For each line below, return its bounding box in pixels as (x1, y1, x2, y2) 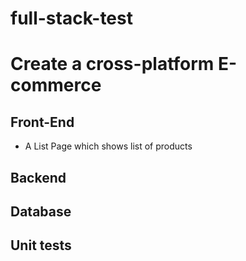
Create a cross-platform (10, 53, 215, 76)
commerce (10, 74, 102, 97)
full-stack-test (10, 7, 133, 30)
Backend (10, 169, 67, 186)
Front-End (10, 113, 75, 131)
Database (10, 203, 72, 220)
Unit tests (10, 237, 72, 254)
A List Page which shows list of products (24, 140, 193, 152)
